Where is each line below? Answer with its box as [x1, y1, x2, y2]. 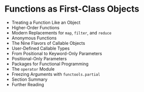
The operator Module [11, 66, 54, 72]
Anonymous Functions [11, 35, 57, 41]
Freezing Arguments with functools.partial [11, 71, 101, 77]
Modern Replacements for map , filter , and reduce [11, 30, 112, 36]
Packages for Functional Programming [11, 61, 89, 67]
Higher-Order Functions [11, 24, 59, 30]
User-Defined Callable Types [11, 45, 70, 51]
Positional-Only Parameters [11, 55, 67, 61]
